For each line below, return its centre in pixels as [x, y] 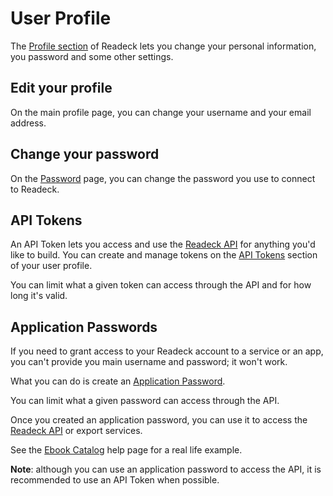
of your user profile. [51, 266]
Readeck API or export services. [76, 431]
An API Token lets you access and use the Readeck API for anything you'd [163, 244]
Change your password [85, 154]
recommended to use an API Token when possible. [115, 480]
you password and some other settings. [92, 56]
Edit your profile [61, 88]
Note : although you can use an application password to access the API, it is [166, 469]
